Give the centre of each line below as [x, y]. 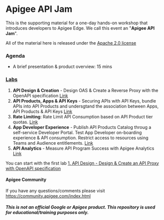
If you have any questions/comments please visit [55, 191]
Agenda [15, 55]
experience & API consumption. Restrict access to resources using [81, 138]
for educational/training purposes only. [47, 213]
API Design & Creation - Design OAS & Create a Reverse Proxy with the [85, 90]
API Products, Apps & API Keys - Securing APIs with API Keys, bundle [84, 101]
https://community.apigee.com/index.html [48, 196]
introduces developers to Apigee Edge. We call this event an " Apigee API [80, 28]
